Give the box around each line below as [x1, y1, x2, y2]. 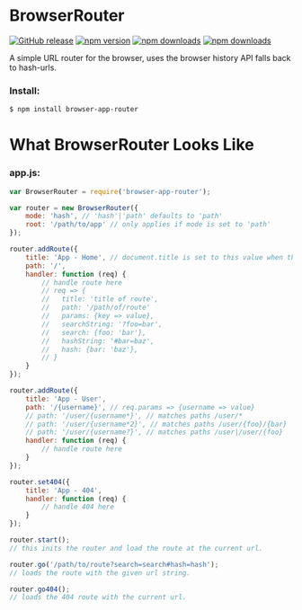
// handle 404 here [41, 502, 115, 512]
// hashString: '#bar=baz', [41, 336, 155, 346]
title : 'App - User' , [25, 394, 106, 403]
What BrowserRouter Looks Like [9, 135, 254, 155]
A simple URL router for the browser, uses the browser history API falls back [9, 52, 291, 63]
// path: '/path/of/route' [41, 303, 151, 313]
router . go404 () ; [9, 585, 70, 594]
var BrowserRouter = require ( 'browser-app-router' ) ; [9, 187, 211, 196]
